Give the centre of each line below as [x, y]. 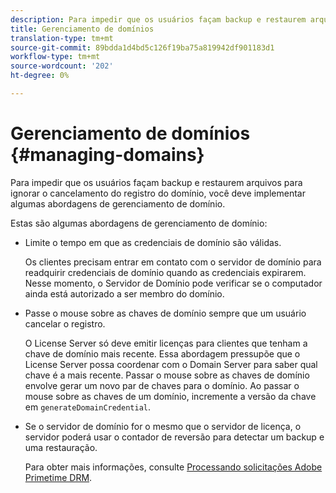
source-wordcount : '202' [62, 66]
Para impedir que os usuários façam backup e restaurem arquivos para [156, 182]
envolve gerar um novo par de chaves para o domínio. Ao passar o [162, 385]
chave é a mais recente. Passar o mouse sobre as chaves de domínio [167, 375]
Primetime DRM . [58, 477]
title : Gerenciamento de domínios [82, 29]
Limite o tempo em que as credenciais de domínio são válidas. [153, 242]
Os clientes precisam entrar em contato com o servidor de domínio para [173, 262]
